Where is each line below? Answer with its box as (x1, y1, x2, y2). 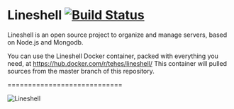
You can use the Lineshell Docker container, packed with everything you (7, 52, 218, 60)
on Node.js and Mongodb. (7, 38, 84, 46)
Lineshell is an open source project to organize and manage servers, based (7, 30, 228, 39)
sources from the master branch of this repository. (7, 67, 155, 75)
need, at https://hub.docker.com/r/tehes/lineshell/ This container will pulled (7, 59, 228, 67)
